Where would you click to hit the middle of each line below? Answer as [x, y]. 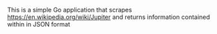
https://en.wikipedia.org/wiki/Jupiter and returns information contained [109, 17]
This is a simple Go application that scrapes [70, 10]
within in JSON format [39, 24]
